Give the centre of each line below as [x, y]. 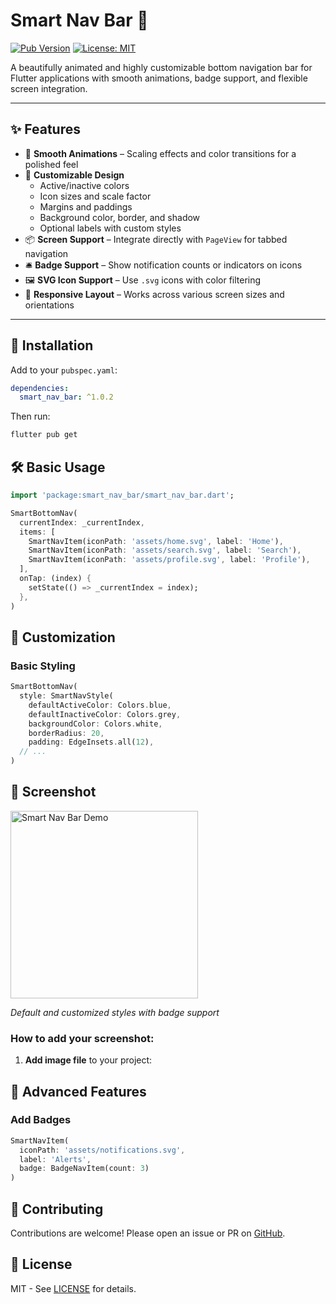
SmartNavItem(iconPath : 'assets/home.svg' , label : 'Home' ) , [156, 541]
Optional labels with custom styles [110, 228]
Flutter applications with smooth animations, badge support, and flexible [159, 78]
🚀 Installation [52, 345]
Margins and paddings [86, 206]
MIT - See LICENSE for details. [73, 1288]
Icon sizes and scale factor [95, 196]
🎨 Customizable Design [74, 175]
